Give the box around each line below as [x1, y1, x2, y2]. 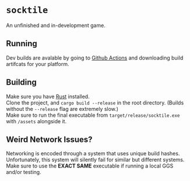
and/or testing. [6, 169, 42, 176]
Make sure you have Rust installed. [6, 93, 90, 100]
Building [6, 78, 37, 88]
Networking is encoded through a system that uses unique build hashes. [6, 150, 180, 157]
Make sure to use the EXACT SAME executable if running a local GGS [6, 162, 174, 169]
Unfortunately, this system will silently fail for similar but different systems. [6, 156, 185, 163]
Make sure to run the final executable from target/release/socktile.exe [6, 112, 180, 119]
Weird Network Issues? [6, 134, 93, 144]
